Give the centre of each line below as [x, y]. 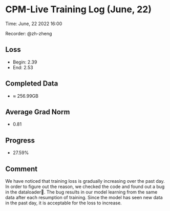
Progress [20, 140]
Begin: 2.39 [25, 62]
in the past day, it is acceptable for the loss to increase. [63, 203]
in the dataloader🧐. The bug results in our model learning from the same [81, 192]
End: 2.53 [23, 67]
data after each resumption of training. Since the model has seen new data [84, 197]
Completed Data [32, 84]
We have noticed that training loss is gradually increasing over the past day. [85, 181]
